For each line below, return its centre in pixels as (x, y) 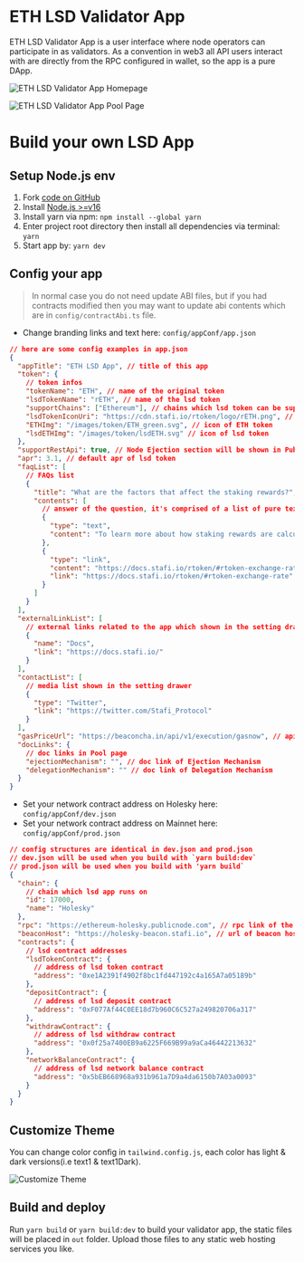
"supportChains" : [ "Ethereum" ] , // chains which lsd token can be (153, 408)
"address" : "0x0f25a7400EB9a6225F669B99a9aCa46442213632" (145, 1043)
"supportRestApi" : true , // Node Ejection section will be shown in (149, 450)
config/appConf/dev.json (69, 815)
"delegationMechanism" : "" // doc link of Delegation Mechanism (149, 770)
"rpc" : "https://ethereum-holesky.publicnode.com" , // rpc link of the (156, 925)
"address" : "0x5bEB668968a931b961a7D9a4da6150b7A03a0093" (145, 1076)
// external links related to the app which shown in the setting (153, 627)
